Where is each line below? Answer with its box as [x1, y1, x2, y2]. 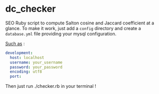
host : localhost [10, 55, 44, 60]
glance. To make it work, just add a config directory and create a [5, 25, 141, 31]
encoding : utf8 [10, 69, 42, 74]
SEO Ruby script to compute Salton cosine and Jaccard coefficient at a [5, 20, 154, 26]
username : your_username [10, 59, 63, 65]
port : [10, 74, 22, 79]
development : [5, 50, 33, 55]
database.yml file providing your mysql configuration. [5, 30, 117, 37]
